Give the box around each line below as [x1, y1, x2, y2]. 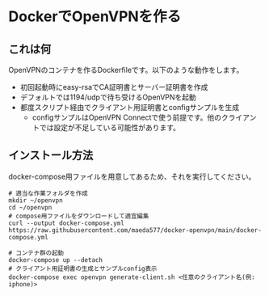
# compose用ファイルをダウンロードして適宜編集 [8, 212, 149, 220]
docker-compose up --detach [8, 256, 103, 264]
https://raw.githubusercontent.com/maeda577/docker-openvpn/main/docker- [8, 226, 263, 235]
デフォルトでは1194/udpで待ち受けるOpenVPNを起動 [19, 92, 196, 102]
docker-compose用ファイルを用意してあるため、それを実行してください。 [8, 171, 256, 181]
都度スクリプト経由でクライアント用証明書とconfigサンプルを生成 [19, 103, 240, 112]
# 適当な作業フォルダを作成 [8, 189, 89, 197]
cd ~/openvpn [8, 203, 53, 211]
